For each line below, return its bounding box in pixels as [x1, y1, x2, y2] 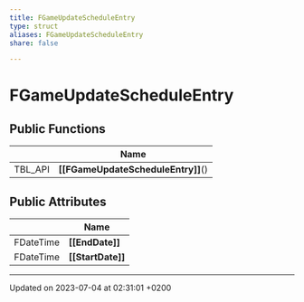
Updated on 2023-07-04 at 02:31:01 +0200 [9, 282, 172, 294]
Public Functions [9, 121, 106, 137]
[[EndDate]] [68, 236, 120, 249]
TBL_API [14, 164, 50, 176]
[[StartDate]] [68, 250, 126, 263]
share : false [9, 38, 59, 48]
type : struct [9, 22, 59, 31]
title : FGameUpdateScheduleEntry [9, 13, 136, 23]
